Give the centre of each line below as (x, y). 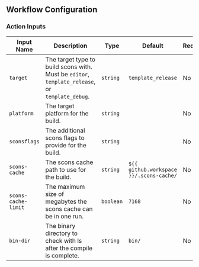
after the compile (69, 248)
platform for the (67, 113)
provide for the (66, 145)
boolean (112, 201)
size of (54, 194)
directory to (62, 233)
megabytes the (66, 201)
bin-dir (20, 240)
